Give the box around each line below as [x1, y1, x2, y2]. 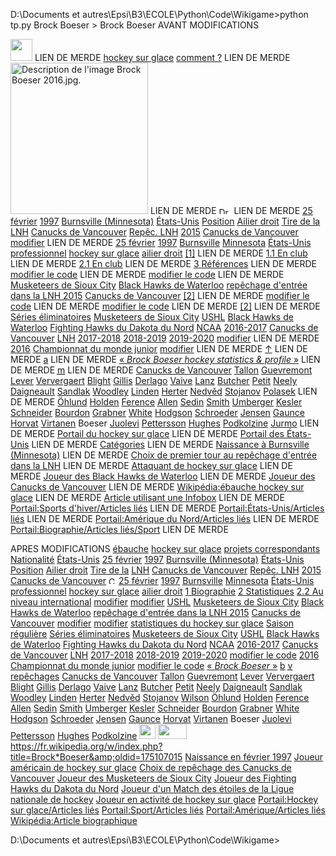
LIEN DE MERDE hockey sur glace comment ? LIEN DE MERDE [34, 52, 291, 63]
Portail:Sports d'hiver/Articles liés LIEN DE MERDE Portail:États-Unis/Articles [10, 502, 325, 514]
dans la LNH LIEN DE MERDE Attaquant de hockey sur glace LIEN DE [10, 460, 293, 471]
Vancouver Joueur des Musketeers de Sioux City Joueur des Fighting [10, 772, 297, 784]
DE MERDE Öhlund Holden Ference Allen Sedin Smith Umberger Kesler [10, 396, 303, 408]
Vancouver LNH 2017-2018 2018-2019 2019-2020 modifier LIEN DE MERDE [10, 332, 320, 344]
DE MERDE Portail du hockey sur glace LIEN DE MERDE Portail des [10, 428, 285, 439]
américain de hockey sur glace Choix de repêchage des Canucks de [10, 762, 292, 773]
